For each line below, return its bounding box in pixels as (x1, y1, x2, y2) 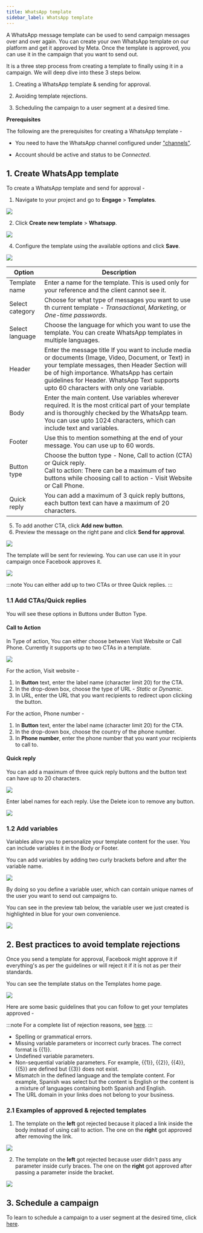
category (9, 307, 35, 316)
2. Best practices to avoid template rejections (6, 939, 181, 949)
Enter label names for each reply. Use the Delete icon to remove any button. (6, 798, 195, 805)
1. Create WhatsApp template (6, 168, 119, 179)
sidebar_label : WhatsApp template (6, 15, 94, 21)
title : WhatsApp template (6, 8, 71, 15)
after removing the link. (14, 1133, 73, 1140)
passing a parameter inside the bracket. (14, 1169, 114, 1176)
